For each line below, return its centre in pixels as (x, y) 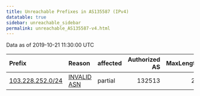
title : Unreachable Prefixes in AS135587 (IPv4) (68, 12)
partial (106, 81)
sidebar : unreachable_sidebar (44, 23)
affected (110, 63)
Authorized (144, 60)
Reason (79, 63)
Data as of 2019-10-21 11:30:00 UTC (50, 45)
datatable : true (26, 17)
